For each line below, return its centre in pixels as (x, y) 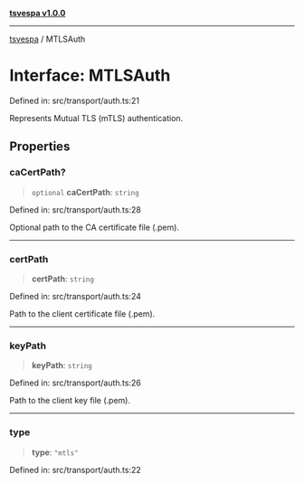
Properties (40, 147)
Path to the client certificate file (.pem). (82, 313)
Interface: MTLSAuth (90, 76)
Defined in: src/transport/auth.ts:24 (76, 296)
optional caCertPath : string (85, 192)
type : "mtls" (55, 452)
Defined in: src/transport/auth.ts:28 (76, 209)
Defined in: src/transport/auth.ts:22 (76, 470)
